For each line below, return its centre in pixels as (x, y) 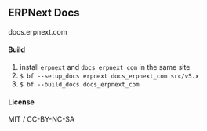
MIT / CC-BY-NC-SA (42, 119)
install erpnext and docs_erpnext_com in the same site (105, 67)
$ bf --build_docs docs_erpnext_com (79, 85)
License (22, 102)
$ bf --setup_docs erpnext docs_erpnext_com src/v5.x (109, 76)
